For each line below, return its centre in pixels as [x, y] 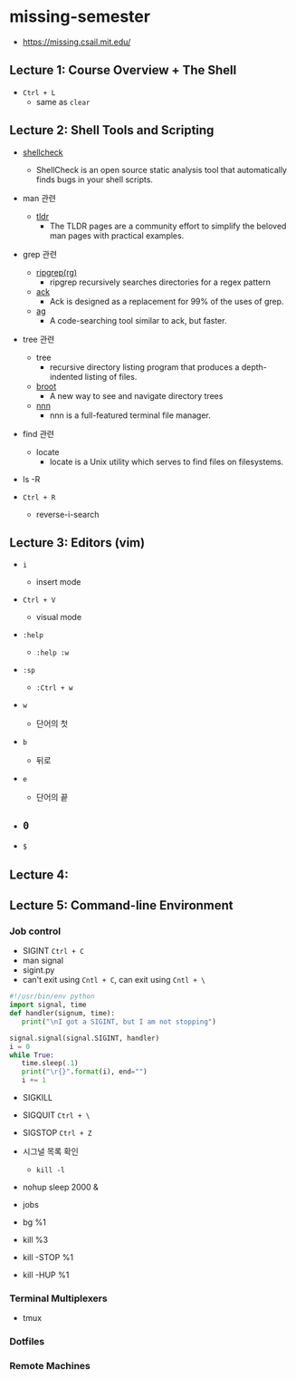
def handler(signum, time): [62, 1014]
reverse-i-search [67, 514]
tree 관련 [38, 339]
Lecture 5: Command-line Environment [121, 905]
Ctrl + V [39, 600]
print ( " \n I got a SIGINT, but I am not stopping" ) [119, 1022]
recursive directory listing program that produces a [144, 367]
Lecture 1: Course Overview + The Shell [123, 70]
